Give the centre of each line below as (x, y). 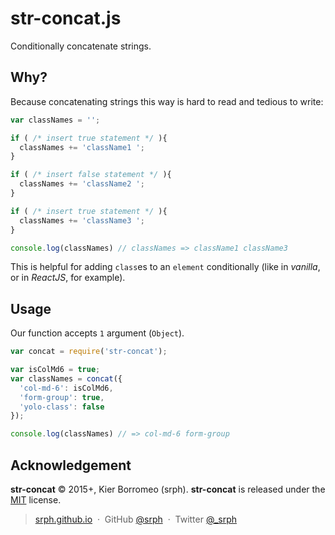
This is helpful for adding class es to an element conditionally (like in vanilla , (165, 267)
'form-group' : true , (62, 397)
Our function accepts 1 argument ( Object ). (97, 333)
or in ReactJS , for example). (68, 278)
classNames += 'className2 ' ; (82, 184)
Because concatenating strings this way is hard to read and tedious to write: (167, 101)
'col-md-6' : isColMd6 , (66, 388)
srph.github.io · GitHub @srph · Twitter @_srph (136, 519)
